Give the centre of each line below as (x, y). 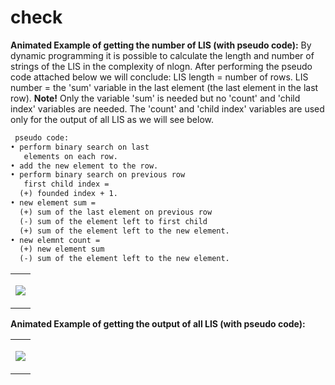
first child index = (66, 184)
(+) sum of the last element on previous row (116, 212)
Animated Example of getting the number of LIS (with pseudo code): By (161, 45)
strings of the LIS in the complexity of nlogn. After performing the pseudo (161, 66)
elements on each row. (70, 156)
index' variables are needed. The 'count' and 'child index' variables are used (167, 108)
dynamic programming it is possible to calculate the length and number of (162, 55)
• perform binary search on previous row (98, 175)
